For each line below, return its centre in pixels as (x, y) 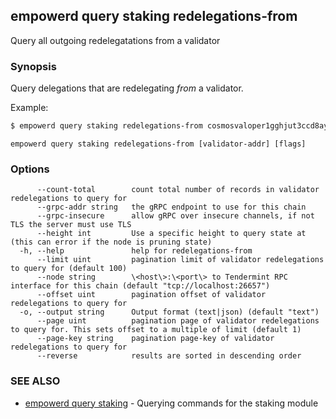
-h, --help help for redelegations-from (136, 251)
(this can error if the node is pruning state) (111, 242)
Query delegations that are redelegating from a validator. (127, 88)
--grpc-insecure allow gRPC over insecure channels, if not (175, 216)
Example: (29, 108)
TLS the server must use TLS (71, 225)
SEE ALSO (35, 381)
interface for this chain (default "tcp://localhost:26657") (140, 286)
